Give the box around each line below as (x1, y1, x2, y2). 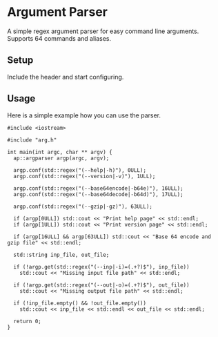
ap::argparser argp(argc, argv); (13, 155, 110, 162)
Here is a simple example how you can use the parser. (7, 111, 161, 119)
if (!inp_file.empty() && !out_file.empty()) (13, 300, 147, 307)
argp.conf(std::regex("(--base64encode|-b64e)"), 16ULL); (13, 184, 184, 192)
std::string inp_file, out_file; (13, 251, 110, 258)
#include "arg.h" (7, 136, 57, 144)
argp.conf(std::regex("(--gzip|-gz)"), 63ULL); (13, 203, 153, 210)
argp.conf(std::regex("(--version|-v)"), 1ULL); (13, 173, 156, 180)
